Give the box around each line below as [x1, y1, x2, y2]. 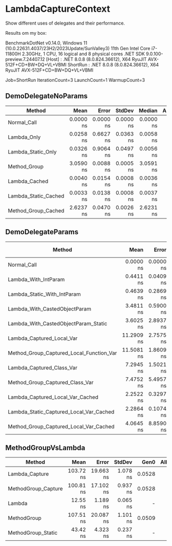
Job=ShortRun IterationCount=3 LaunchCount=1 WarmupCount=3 [5, 77, 145, 83]
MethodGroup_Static [8, 529, 58, 536]
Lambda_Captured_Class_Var [8, 364, 78, 371]
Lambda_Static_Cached [8, 192, 64, 200]
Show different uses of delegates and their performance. [5, 20, 125, 26]
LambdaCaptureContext [5, 3, 111, 15]
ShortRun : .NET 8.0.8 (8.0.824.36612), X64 [67, 61, 159, 68]
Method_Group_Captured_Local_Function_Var [8, 349, 117, 356]
